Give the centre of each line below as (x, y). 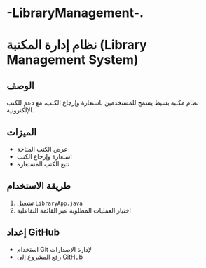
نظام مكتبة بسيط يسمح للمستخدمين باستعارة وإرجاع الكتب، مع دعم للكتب (103, 102)
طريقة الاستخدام (39, 186)
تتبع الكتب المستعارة (43, 164)
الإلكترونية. (20, 110)
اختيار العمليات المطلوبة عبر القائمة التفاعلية (74, 210)
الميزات (21, 132)
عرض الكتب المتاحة (42, 149)
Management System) (73, 60)
